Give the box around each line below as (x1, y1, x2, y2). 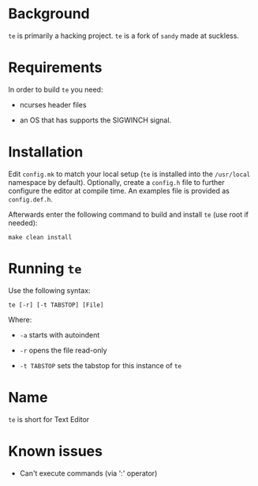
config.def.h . (8, 194, 53, 204)
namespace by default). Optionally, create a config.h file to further (8, 177, 225, 186)
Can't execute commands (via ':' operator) (19, 468, 158, 478)
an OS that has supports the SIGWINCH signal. (19, 115, 172, 125)
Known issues (8, 442, 103, 460)
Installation (8, 143, 84, 161)
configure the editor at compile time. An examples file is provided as (8, 186, 230, 195)
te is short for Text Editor (8, 414, 90, 424)
